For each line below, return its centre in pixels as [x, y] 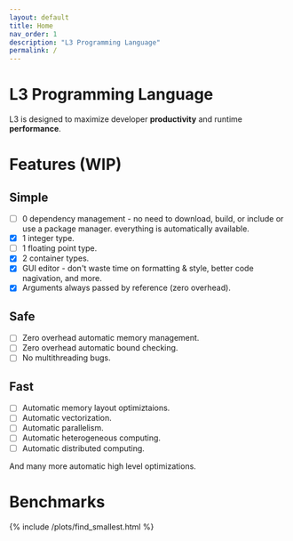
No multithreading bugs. [66, 358]
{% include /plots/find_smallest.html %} [82, 527]
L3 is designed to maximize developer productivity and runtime [126, 119]
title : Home [31, 26]
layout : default [39, 17]
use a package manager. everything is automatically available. [136, 229]
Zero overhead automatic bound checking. [100, 348]
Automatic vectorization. [67, 418]
